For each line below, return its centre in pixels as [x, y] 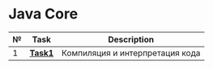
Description [131, 39]
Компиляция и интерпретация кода [131, 53]
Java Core [43, 14]
